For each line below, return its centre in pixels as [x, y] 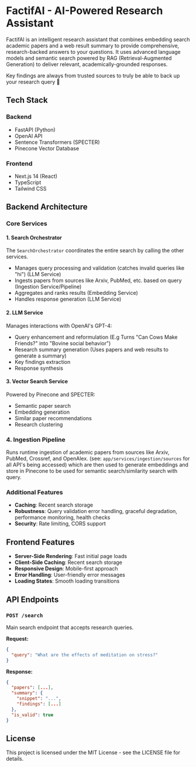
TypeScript [28, 182]
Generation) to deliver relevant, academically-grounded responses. [87, 64]
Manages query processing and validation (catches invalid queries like [99, 268]
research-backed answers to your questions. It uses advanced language [93, 51]
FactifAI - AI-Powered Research [85, 11]
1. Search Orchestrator [34, 238]
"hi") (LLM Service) [38, 274]
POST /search [25, 615]
